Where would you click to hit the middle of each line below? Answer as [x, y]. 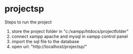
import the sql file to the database [45, 41]
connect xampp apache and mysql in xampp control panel [70, 36]
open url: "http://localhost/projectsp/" [49, 46]
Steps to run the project [28, 22]
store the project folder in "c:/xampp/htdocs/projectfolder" [70, 31]
